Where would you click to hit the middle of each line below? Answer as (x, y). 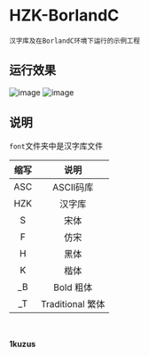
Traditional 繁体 (73, 303)
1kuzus (23, 344)
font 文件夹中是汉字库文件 (56, 146)
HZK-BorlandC (64, 16)
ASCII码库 (73, 187)
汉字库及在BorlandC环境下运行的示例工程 (74, 41)
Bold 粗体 (73, 287)
